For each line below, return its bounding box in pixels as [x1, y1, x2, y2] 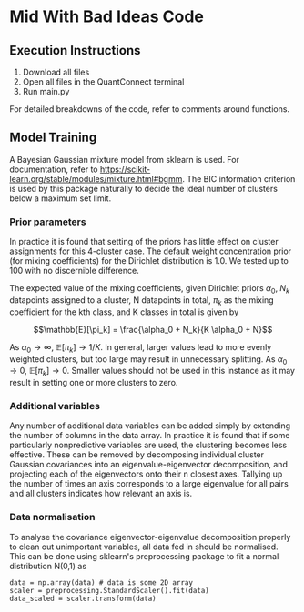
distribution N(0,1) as [9, 560, 87, 571]
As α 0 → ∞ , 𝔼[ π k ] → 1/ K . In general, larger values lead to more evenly [9, 341, 272, 355]
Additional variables [9, 400, 100, 413]
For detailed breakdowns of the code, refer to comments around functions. [9, 104, 289, 115]
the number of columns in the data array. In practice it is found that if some [9, 430, 290, 441]
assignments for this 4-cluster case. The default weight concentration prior [9, 246, 292, 256]
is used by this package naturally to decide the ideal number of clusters [9, 183, 278, 194]
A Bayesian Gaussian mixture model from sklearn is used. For [9, 154, 239, 165]
